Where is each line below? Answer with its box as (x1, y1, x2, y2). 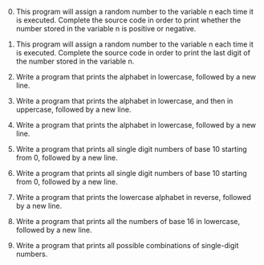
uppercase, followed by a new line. (15, 104, 132, 114)
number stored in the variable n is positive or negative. (15, 24, 197, 33)
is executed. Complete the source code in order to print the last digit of (15, 48, 251, 57)
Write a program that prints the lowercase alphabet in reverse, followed (15, 193, 251, 202)
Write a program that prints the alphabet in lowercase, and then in (15, 96, 234, 105)
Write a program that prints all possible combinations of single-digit (15, 241, 239, 250)
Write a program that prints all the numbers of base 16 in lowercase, (15, 217, 241, 226)
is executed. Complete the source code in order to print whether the (15, 15, 242, 25)
